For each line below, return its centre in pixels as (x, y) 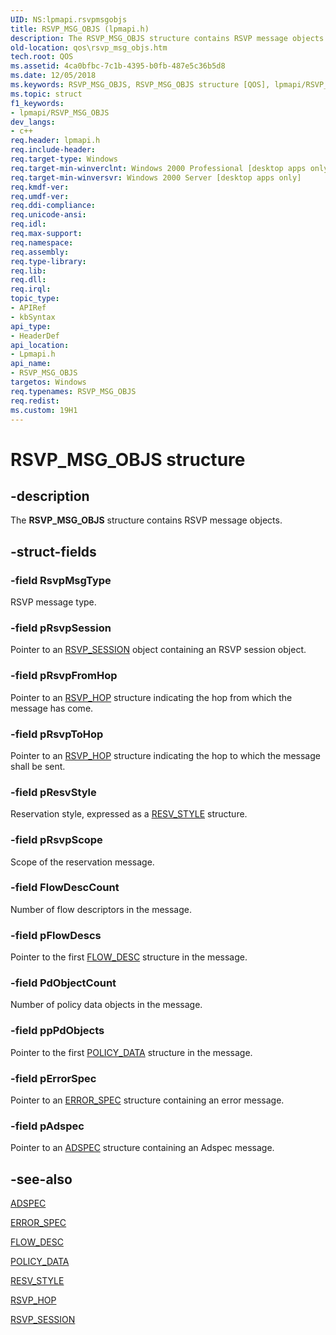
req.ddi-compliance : (53, 206)
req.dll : (28, 280)
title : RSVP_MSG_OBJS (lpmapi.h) (80, 29)
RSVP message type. (53, 602)
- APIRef (28, 308)
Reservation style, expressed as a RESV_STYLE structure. (129, 814)
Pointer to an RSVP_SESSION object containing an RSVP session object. (158, 650)
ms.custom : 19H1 (44, 410)
